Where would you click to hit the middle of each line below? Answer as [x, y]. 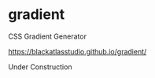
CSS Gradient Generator [47, 36]
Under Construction [40, 67]
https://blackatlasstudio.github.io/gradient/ [77, 51]
